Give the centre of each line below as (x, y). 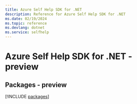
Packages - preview (36, 85)
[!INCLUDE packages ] (27, 96)
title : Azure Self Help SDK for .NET (44, 10)
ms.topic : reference (26, 23)
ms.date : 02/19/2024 (26, 19)
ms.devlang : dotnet (25, 28)
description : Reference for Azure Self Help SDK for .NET (65, 14)
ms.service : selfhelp (27, 32)
